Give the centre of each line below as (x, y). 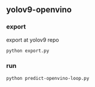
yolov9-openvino (39, 10)
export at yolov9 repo (33, 40)
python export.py (28, 51)
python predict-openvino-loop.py (48, 78)
